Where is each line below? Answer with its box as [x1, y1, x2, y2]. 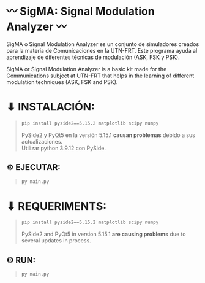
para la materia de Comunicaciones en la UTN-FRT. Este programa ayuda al [6, 47, 198, 54]
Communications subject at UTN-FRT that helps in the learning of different [6, 72, 195, 79]
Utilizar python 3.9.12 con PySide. [21, 144, 106, 152]
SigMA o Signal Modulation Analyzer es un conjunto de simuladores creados [6, 40, 199, 48]
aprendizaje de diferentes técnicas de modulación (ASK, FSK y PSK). [6, 53, 180, 61]
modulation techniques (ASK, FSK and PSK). [6, 78, 118, 85]
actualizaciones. [21, 138, 63, 145]
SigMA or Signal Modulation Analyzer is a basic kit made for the [6, 65, 167, 72]
